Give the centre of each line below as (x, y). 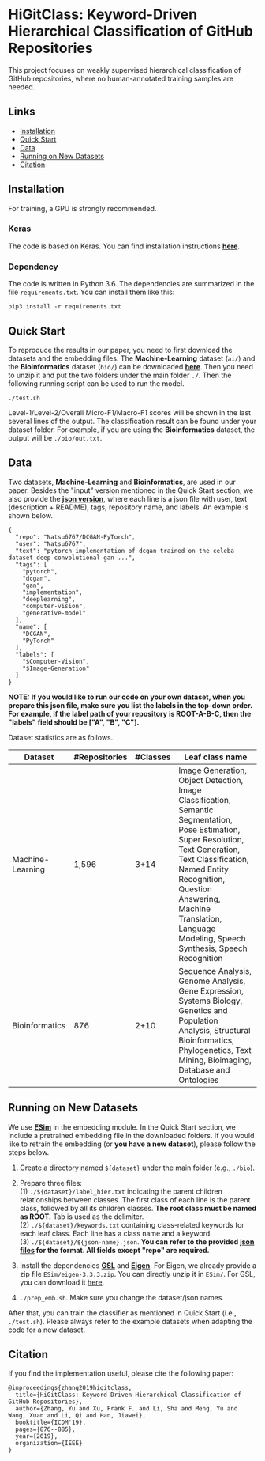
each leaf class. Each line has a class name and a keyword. (116, 1233)
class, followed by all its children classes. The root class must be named (138, 1208)
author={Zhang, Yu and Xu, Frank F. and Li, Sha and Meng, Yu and (127, 1409)
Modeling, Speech (212, 938)
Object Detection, (211, 780)
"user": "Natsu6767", (51, 543)
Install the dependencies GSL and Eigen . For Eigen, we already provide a (138, 1265)
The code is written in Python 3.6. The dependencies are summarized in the (131, 284)
